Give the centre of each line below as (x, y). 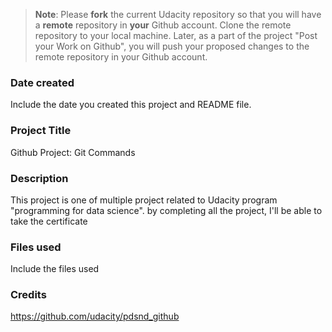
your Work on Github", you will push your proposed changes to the (172, 46)
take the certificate (49, 221)
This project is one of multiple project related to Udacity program (144, 200)
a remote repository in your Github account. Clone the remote (163, 25)
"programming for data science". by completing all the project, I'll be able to (166, 210)
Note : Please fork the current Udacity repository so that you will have (178, 14)
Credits (28, 295)
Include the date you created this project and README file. (131, 105)
